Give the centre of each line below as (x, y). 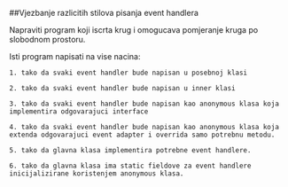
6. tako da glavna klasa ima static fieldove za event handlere (130, 166)
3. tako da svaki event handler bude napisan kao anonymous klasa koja (144, 104)
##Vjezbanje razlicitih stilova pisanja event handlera (104, 13)
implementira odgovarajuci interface (79, 112)
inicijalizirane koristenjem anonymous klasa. (97, 174)
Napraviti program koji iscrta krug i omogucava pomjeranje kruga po (134, 30)
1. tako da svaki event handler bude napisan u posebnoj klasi (128, 73)
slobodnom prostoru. (47, 39)
